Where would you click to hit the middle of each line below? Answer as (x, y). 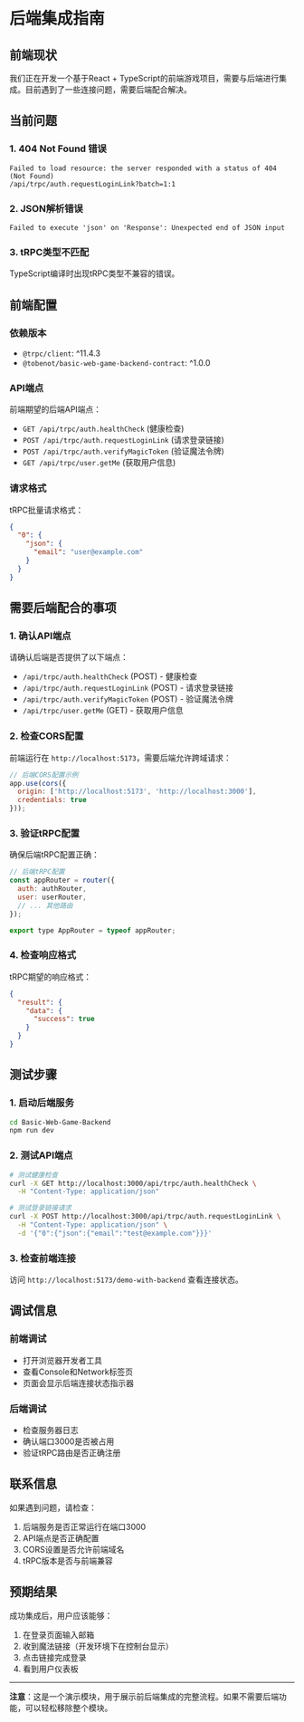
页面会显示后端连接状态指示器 (78, 1382)
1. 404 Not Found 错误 (58, 148)
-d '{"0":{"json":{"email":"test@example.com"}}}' (115, 1233)
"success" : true (64, 1019)
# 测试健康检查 (34, 1175)
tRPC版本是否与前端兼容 (67, 1560)
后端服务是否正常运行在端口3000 (84, 1526)
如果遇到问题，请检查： (53, 1507)
